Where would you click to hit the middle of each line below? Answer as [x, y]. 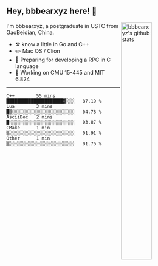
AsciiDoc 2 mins [29, 117]
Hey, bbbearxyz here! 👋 [52, 11]
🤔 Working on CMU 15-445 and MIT [60, 72]
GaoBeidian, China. [30, 32]
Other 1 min [28, 138]
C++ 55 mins [31, 96]
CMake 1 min [28, 128]
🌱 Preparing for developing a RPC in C [63, 60]
